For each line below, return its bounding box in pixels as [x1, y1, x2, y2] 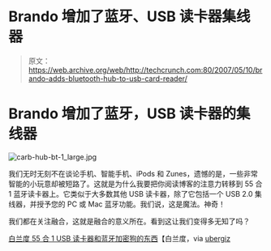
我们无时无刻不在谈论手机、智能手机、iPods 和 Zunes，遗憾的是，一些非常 [8, 168, 258, 178]
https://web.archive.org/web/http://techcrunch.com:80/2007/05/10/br [28, 65, 263, 74]
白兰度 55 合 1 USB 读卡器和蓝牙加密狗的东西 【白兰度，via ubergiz [8, 233, 231, 243]
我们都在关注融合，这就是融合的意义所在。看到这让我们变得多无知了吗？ [8, 216, 250, 226]
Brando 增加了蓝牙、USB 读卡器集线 [8, 7, 251, 26]
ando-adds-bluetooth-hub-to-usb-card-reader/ [28, 74, 188, 83]
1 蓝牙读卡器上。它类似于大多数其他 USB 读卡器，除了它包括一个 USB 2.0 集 [8, 189, 262, 198]
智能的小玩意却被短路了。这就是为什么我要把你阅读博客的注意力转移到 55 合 [8, 179, 263, 189]
